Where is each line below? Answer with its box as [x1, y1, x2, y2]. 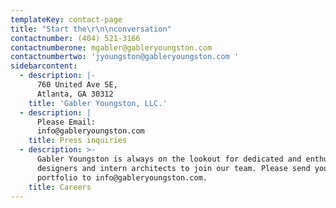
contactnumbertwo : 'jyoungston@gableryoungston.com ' [10, 52, 240, 62]
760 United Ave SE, [36, 80, 118, 90]
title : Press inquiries [28, 136, 128, 146]
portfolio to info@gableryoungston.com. [36, 172, 208, 183]
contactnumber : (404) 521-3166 [10, 33, 141, 43]
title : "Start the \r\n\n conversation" [10, 24, 172, 34]
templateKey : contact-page [10, 14, 123, 25]
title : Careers [28, 182, 92, 192]
